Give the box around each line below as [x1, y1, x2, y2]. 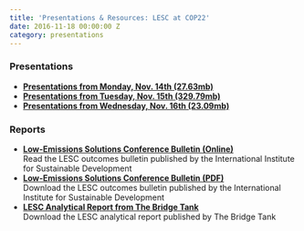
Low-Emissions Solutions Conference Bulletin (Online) [22, 143, 235, 155]
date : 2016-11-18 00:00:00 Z [9, 22, 121, 31]
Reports [9, 123, 46, 136]
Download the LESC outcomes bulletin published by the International [22, 182, 281, 193]
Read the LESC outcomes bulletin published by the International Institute [22, 153, 295, 164]
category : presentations [9, 30, 104, 39]
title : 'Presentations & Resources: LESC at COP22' [9, 13, 210, 23]
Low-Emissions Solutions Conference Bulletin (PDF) [22, 172, 225, 183]
